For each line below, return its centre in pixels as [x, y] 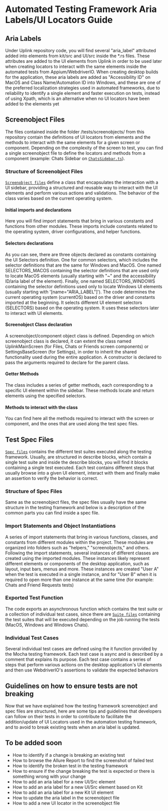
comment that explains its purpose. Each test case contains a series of [78, 659]
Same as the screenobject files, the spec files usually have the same [76, 502]
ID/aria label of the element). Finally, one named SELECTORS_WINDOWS [80, 281]
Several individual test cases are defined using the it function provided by [81, 649]
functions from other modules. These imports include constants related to [81, 226]
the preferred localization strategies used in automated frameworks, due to [83, 88]
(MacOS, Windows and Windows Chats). [47, 625]
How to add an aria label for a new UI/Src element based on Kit [77, 787]
